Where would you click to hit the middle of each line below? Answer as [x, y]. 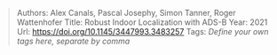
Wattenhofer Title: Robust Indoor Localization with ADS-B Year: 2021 [142, 22]
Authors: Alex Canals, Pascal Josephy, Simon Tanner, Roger [126, 13]
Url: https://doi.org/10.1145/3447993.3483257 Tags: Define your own [142, 31]
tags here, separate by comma [73, 41]
